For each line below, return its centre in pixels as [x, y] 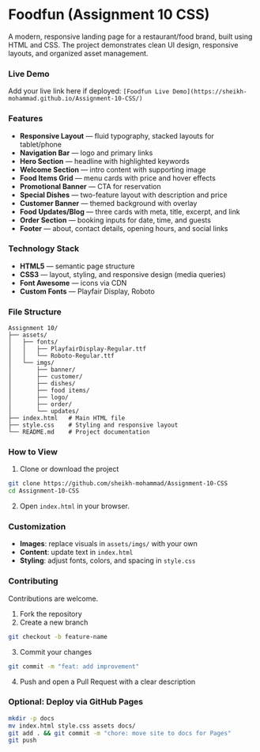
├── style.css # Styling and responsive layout [93, 425]
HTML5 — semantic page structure [77, 266]
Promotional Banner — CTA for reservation [90, 186]
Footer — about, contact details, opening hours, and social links [124, 228]
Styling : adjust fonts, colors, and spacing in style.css [107, 560]
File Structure [35, 312]
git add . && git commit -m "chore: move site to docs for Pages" [120, 733]
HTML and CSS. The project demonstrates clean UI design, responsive [123, 44]
